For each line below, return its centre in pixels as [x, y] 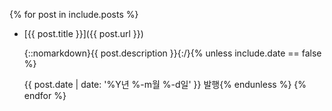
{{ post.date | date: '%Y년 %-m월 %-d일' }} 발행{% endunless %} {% [165, 84]
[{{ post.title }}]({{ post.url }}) [83, 33]
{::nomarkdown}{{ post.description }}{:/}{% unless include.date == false [172, 53]
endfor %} [45, 95]
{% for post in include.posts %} [74, 14]
